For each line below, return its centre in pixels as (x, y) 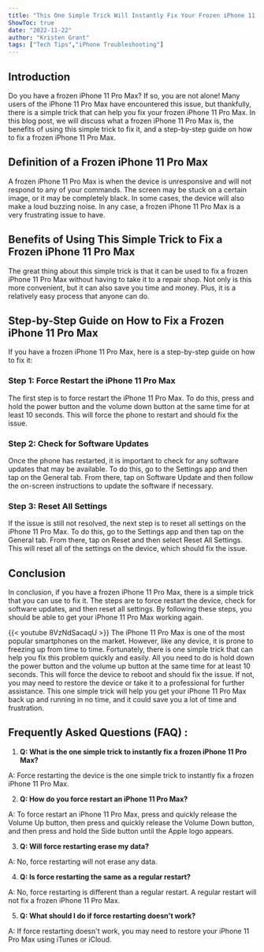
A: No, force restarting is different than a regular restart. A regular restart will (132, 892)
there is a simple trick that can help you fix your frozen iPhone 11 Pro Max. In (132, 112)
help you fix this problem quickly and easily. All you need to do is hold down (131, 658)
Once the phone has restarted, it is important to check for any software (123, 460)
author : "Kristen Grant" (49, 37)
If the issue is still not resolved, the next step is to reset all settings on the (127, 523)
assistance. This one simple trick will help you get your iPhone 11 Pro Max (127, 691)
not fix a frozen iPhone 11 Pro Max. (64, 900)
